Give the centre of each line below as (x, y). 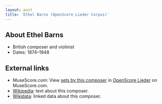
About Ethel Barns (34, 35)
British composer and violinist (43, 47)
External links (27, 68)
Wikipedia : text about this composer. (51, 91)
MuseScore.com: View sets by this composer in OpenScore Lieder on (85, 80)
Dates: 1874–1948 (31, 52)
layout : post (19, 10)
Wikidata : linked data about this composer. (57, 96)
